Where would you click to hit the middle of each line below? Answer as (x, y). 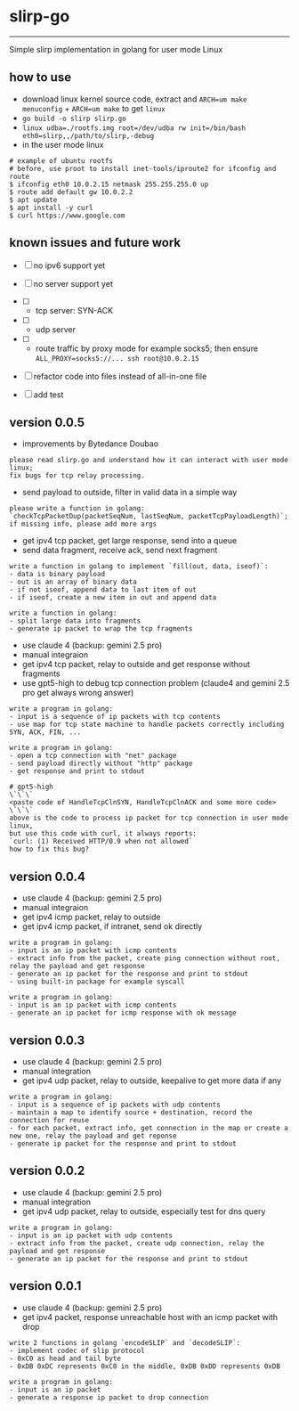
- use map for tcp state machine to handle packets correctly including (147, 725)
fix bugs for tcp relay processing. (77, 476)
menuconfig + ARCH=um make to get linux (94, 108)
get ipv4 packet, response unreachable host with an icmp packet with (150, 1317)
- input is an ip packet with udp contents (91, 1236)
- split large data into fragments (75, 621)
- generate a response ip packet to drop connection (109, 1397)
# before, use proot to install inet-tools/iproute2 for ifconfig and (143, 168)
